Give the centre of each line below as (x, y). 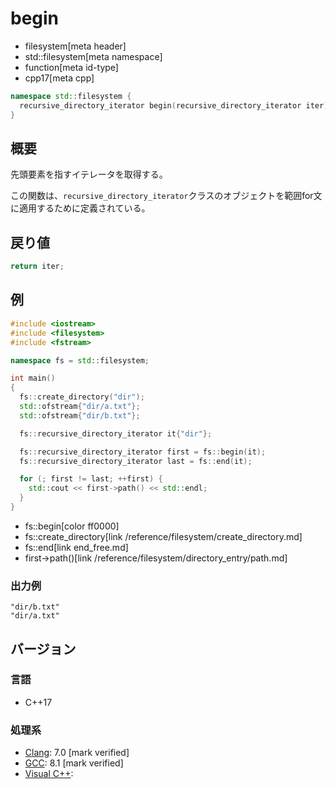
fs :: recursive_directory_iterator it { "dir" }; (116, 433)
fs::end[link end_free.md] (76, 547)
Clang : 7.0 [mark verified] (77, 753)
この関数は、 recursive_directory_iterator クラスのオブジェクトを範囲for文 (166, 196)
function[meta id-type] (71, 67)
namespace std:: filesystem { (71, 96)
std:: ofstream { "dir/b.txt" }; (80, 415)
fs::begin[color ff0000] (72, 526)
